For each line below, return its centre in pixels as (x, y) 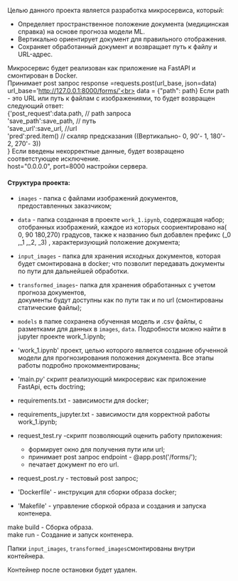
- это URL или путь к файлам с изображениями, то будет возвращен (111, 98)
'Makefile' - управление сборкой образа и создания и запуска (112, 506)
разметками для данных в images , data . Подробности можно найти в (122, 329)
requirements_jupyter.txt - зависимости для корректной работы (114, 415)
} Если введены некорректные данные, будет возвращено (96, 151)
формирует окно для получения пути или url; (97, 449)
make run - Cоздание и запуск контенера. (70, 535)
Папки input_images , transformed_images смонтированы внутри (101, 549)
